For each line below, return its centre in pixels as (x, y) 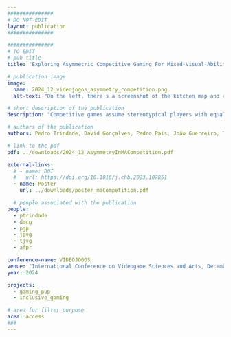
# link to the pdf (33, 146)
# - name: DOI (33, 171)
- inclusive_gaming (41, 298)
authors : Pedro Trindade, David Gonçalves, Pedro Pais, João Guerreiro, (113, 133)
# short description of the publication (66, 108)
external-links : (30, 165)
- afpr (23, 248)
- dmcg (23, 222)
